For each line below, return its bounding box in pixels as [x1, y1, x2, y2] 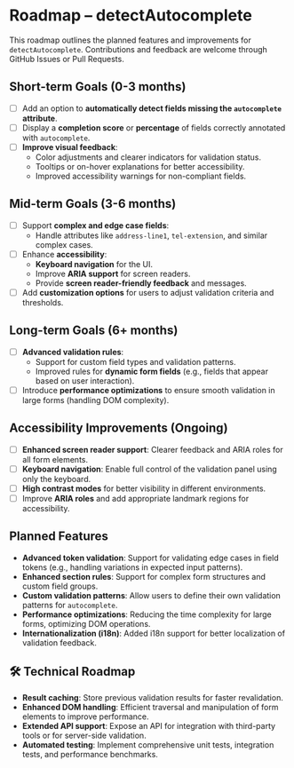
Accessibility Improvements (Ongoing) [9, 421, 228, 436]
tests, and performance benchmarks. [21, 748, 158, 759]
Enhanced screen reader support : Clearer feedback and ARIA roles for [21, 444, 283, 455]
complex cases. [35, 239, 93, 249]
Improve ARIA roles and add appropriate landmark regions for [21, 493, 250, 503]
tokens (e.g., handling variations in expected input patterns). [21, 561, 243, 573]
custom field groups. [21, 581, 99, 591]
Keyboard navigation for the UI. [35, 258, 154, 269]
